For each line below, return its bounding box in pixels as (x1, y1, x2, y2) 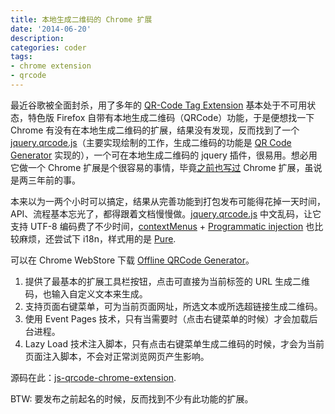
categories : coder (10, 42, 87, 53)
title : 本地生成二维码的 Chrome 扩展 (10, 14, 153, 25)
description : (10, 33, 65, 43)
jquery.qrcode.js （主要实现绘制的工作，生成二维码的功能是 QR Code (10, 136, 292, 148)
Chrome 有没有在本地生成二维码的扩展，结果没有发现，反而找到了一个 (10, 124, 300, 136)
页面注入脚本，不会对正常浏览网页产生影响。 (24, 350, 210, 362)
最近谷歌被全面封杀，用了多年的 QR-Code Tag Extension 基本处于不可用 (10, 99, 308, 111)
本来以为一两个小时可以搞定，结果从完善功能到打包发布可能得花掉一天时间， (10, 195, 326, 207)
